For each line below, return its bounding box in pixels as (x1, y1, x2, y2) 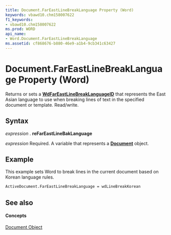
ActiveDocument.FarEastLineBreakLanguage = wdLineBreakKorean (5, 184, 141, 189)
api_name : (5, 31, 27, 36)
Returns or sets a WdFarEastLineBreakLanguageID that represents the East (5, 91, 166, 97)
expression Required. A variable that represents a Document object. (5, 140, 149, 146)
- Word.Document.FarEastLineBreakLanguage (5, 36, 97, 42)
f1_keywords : (5, 17, 33, 22)
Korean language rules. (5, 174, 55, 180)
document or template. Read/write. (5, 102, 79, 108)
